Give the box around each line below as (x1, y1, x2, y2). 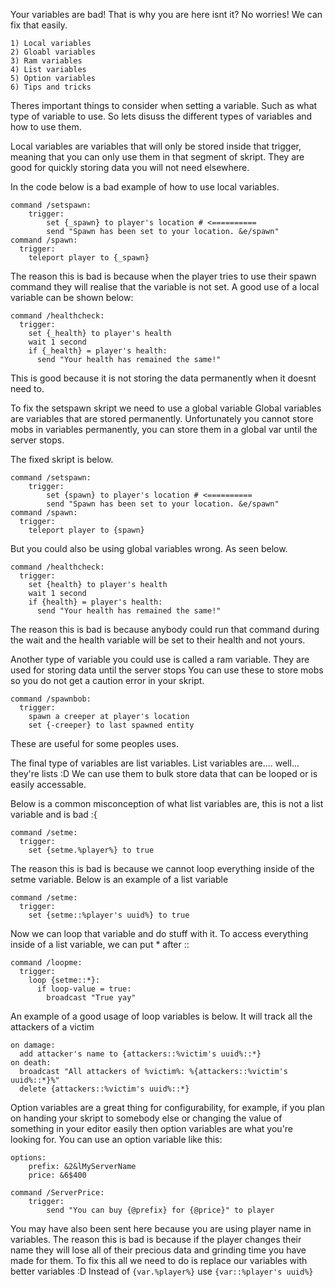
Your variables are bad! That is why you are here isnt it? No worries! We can (10, 9, 323, 20)
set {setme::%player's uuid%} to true (28, 910, 190, 920)
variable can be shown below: (10, 292, 134, 303)
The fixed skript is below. (10, 454, 114, 465)
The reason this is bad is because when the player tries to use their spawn (10, 270, 317, 282)
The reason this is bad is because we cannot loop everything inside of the (10, 863, 315, 874)
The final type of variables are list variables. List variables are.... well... (10, 757, 300, 769)
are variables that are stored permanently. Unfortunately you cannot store (10, 413, 314, 424)
